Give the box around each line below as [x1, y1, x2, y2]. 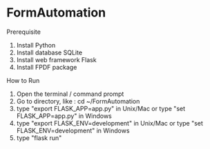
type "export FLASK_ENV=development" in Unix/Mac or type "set [16, 119, 203, 127]
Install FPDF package [16, 63, 77, 71]
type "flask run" [16, 133, 62, 142]
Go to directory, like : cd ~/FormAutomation [16, 97, 140, 105]
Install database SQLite [16, 48, 83, 57]
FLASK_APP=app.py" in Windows [16, 112, 112, 120]
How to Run [6, 76, 40, 84]
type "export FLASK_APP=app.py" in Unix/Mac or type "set [16, 104, 186, 112]
